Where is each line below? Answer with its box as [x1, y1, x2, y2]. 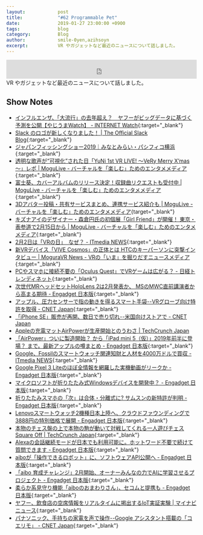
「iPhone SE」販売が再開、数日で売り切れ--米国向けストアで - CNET [14, 313, 187, 320]
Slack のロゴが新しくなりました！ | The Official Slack [14, 129, 148, 136]
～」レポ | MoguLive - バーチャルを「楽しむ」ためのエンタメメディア [14, 164, 187, 172]
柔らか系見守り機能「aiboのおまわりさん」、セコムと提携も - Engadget [14, 483, 190, 491]
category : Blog [6, 32, 69, 38]
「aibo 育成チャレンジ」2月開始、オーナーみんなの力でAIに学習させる [14, 468, 189, 476]
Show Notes [6, 97, 53, 107]
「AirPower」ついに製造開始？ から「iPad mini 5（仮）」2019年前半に [14, 334, 188, 342]
